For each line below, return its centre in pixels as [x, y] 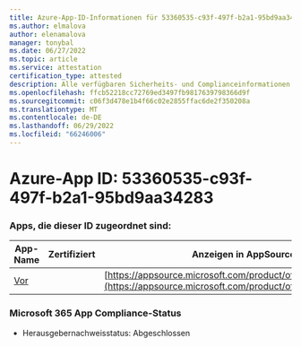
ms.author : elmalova [48, 26]
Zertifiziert [72, 255]
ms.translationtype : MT [54, 109]
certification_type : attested [66, 76]
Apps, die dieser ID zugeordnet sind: [90, 225]
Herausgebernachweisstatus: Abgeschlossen [106, 333]
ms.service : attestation [56, 68]
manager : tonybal [42, 43]
